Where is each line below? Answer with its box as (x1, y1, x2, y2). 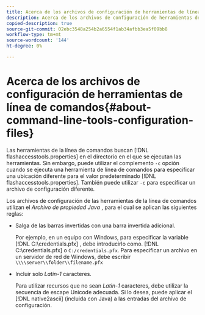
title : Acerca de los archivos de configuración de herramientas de (6, 9, 184, 15)
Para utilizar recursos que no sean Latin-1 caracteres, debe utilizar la (15, 281, 189, 289)
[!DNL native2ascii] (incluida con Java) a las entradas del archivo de (15, 295, 187, 302)
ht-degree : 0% (6, 43, 43, 49)
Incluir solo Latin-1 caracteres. (15, 270, 92, 277)
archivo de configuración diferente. (6, 185, 95, 193)
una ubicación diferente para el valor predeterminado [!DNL (6, 172, 157, 180)
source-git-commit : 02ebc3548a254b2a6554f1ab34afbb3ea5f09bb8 (6, 26, 168, 32)
